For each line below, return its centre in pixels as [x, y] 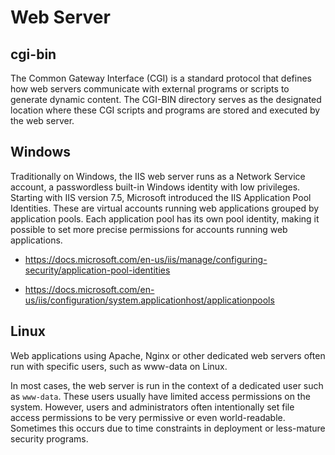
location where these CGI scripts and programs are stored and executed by [165, 110]
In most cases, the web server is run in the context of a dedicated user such [167, 385]
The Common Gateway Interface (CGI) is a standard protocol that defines [161, 78]
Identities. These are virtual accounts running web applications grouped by [165, 208]
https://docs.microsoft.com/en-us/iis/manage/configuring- [146, 259]
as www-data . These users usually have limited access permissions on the [160, 396]
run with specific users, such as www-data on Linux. [119, 366]
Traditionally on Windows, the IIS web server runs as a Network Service [158, 176]
